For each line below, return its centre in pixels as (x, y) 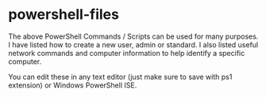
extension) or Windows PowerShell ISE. (73, 85)
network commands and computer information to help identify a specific (127, 53)
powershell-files (64, 15)
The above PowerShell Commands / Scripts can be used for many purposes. (133, 36)
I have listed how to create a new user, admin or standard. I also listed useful (133, 44)
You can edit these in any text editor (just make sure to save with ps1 (120, 76)
